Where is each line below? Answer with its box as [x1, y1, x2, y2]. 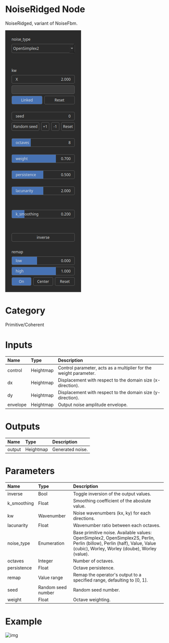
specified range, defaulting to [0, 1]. [72, 577, 148, 583]
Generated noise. [52, 446, 88, 452]
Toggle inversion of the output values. [72, 490, 151, 497]
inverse [7, 490, 23, 497]
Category [5, 305, 46, 316]
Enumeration [38, 540, 64, 546]
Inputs [5, 339, 33, 351]
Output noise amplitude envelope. [57, 402, 128, 408]
